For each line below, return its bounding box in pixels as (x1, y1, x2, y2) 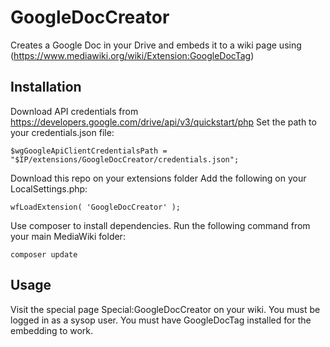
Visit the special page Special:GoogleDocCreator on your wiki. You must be (10, 303, 321, 315)
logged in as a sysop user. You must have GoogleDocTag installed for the (10, 314, 312, 326)
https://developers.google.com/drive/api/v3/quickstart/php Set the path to (10, 116, 317, 128)
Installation (10, 79, 82, 96)
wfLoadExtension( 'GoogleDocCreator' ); (10, 202, 182, 212)
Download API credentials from (10, 105, 139, 117)
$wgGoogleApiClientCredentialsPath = (10, 146, 168, 156)
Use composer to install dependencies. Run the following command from (10, 219, 311, 231)
